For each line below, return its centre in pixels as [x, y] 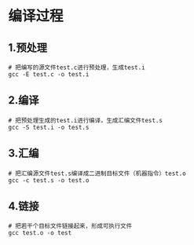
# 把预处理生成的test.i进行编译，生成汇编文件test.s [86, 120]
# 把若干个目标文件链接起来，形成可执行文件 [70, 226]
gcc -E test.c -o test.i [49, 75]
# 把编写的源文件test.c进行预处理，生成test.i [77, 68]
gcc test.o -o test [40, 233]
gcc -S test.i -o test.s [49, 127]
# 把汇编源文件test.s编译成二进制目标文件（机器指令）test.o [97, 174]
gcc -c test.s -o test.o [49, 180]
